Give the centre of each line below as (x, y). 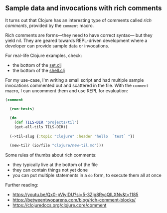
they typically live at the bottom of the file (55, 165)
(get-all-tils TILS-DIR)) (41, 127)
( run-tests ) (22, 109)
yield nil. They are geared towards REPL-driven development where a (76, 40)
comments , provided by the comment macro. (50, 25)
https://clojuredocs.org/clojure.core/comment (59, 205)
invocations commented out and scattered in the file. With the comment (77, 85)
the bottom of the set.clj (37, 65)
